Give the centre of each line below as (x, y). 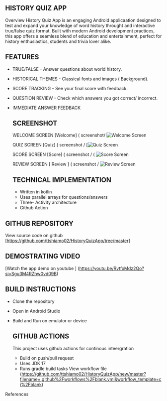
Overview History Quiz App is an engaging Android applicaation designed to (83, 20)
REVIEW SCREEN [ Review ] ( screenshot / (56, 164)
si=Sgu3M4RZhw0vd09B (31, 273)
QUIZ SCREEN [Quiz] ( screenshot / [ (50, 145)
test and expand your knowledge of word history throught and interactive (80, 25)
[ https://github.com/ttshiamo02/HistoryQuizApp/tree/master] (68, 241)
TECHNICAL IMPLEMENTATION (62, 180)
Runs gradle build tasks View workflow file (63, 369)
